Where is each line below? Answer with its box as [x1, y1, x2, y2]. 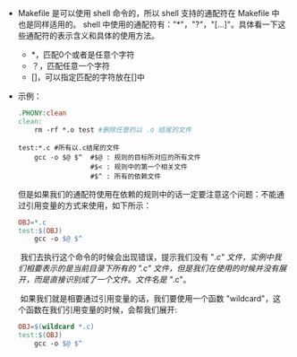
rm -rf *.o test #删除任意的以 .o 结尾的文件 [34, 125, 192, 135]
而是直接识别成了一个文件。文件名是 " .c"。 [33, 274, 191, 285]
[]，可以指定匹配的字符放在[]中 [30, 72, 146, 83]
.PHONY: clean [17, 109, 67, 118]
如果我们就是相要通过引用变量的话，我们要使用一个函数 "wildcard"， [20, 293, 274, 304]
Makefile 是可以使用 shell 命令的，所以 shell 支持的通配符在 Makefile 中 [17, 8, 280, 18]
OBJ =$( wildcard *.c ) [17, 322, 95, 332]
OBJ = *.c [17, 218, 47, 227]
